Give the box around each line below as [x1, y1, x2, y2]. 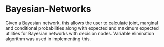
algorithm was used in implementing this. [5, 36, 91, 42]
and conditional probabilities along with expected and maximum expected [5, 25, 159, 31]
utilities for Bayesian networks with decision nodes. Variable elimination [5, 30, 154, 36]
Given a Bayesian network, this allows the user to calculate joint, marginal [5, 20, 158, 26]
